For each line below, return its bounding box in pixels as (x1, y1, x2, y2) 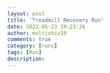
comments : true (7, 36, 52, 43)
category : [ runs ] (7, 42, 58, 49)
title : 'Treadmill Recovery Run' (7, 17, 104, 24)
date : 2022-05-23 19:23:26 (7, 23, 86, 30)
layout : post (7, 10, 45, 17)
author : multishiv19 (7, 29, 68, 37)
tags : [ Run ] (7, 49, 42, 56)
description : (7, 56, 45, 63)
